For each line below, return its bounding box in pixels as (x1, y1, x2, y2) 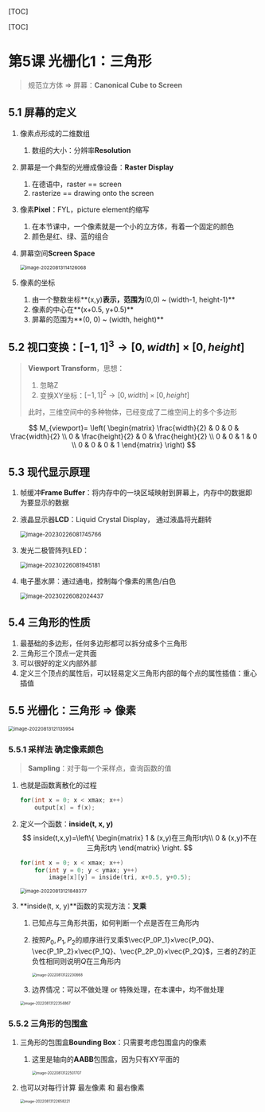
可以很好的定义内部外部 (19, 658, 97, 668)
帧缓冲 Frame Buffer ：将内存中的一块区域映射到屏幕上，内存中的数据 (19, 488, 246, 497)
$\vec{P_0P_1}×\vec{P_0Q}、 (123, 935, 219, 945)
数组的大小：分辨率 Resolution (31, 145, 131, 154)
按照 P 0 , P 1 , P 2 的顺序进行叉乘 (31, 935, 125, 946)
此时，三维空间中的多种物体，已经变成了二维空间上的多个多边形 (27, 408, 237, 417)
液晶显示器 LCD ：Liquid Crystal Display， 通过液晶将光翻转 (19, 515, 212, 525)
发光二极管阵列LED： (19, 545, 90, 556)
